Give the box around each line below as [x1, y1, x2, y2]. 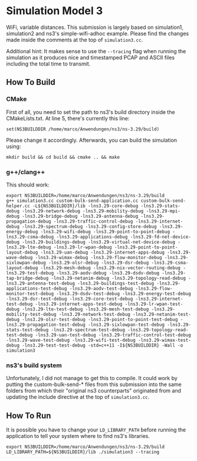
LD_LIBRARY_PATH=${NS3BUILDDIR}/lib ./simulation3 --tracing [6, 449, 160, 455]
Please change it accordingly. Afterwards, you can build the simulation [6, 136, 178, 143]
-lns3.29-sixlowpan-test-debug [87, 322, 165, 328]
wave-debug [6, 254, 33, 260]
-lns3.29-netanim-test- [132, 311, 192, 317]
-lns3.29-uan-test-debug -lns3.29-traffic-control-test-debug [35, 332, 192, 338]
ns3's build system [6, 361, 62, 370]
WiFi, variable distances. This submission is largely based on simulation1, [6, 24, 184, 31]
